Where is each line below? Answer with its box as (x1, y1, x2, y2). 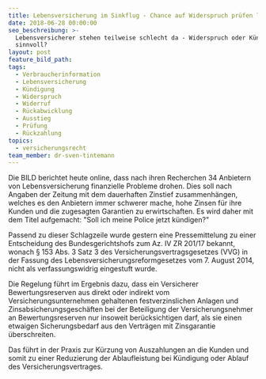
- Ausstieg (15, 115, 51, 123)
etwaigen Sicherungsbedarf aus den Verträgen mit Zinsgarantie (8, 321, 216, 331)
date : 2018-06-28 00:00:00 (8, 19, 97, 27)
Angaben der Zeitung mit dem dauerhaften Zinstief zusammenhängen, (8, 190, 238, 199)
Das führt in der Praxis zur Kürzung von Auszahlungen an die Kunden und (8, 345, 249, 354)
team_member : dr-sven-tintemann (8, 151, 115, 159)
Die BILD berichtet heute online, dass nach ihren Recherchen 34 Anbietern (8, 173, 252, 183)
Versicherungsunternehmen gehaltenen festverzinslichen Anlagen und (8, 296, 239, 305)
